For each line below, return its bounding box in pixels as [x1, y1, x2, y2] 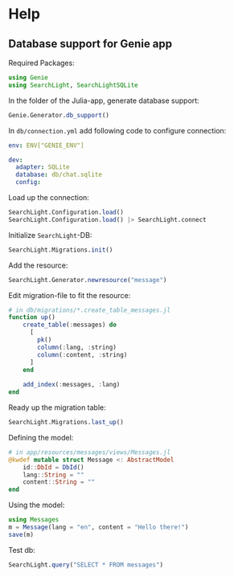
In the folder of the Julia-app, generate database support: [8, 96, 199, 105]
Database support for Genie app [8, 37, 173, 51]
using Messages [8, 516, 60, 524]
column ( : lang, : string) [37, 343, 117, 351]
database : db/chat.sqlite [15, 170, 103, 179]
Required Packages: [8, 58, 75, 68]
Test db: [8, 545, 36, 554]
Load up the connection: [8, 193, 90, 202]
